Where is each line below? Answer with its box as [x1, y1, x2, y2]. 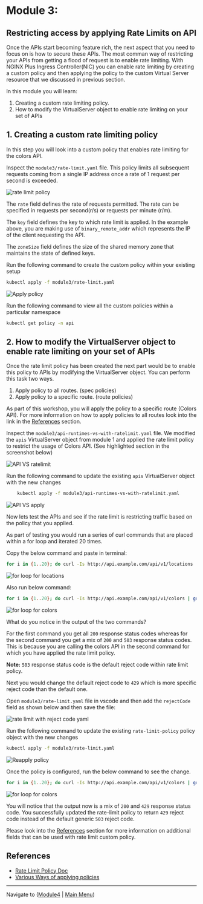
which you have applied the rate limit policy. [6, 649, 115, 657]
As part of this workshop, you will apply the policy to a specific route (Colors [6, 405, 197, 412]
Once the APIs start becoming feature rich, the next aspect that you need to [6, 44, 195, 51]
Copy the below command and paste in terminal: [6, 549, 127, 557]
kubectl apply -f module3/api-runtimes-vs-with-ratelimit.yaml [17, 491, 180, 497]
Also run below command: [6, 584, 71, 591]
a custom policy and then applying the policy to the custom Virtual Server [6, 70, 189, 76]
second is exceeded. [6, 177, 59, 184]
